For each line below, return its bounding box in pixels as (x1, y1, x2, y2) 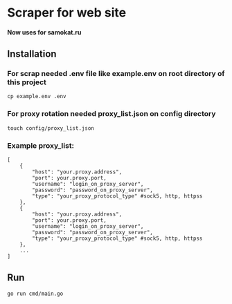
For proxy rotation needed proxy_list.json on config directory (7, 109, 216, 119)
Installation (7, 48, 57, 60)
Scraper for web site (7, 5, 127, 21)
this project (7, 77, 47, 87)
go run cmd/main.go (7, 290, 64, 297)
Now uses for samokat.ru (7, 28, 82, 36)
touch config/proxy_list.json (7, 124, 95, 132)
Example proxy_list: (7, 140, 75, 150)
